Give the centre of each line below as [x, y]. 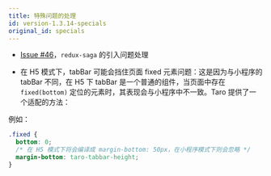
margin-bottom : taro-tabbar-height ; [77, 157]
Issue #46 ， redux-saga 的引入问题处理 [84, 55]
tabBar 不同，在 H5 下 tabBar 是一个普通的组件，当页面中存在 [123, 82]
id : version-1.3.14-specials [57, 23]
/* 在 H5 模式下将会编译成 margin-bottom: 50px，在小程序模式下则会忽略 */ [133, 150]
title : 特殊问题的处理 [42, 16]
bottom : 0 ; [34, 142]
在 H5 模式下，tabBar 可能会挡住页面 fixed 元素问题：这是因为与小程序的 [141, 72]
